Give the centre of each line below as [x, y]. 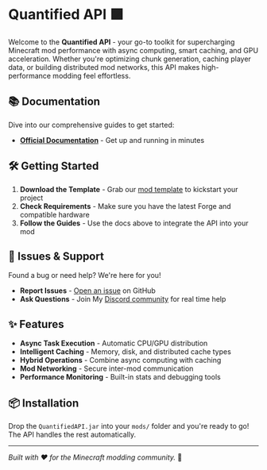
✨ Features [36, 324]
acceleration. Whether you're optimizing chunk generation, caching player [130, 59]
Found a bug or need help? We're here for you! [85, 275]
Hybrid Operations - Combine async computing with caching [120, 360]
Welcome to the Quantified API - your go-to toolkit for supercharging [122, 42]
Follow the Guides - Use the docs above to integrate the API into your [134, 223]
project [31, 198]
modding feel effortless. [92, 75]
